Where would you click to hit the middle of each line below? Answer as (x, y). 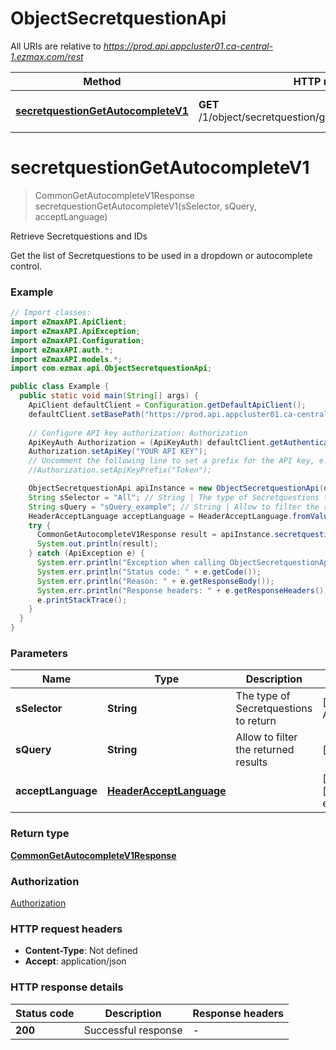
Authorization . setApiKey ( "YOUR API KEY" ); (118, 452)
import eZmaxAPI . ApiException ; (75, 331)
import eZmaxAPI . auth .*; (62, 350)
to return (256, 721)
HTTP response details (67, 987)
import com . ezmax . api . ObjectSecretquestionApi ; (111, 368)
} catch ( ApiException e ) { (86, 553)
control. (26, 266)
